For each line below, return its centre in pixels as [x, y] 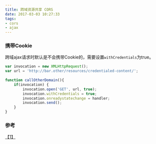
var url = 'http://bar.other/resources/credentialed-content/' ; [72, 71]
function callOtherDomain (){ [35, 80]
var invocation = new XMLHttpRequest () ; [47, 66]
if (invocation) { [31, 84]
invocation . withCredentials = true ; [60, 94]
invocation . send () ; [42, 103]
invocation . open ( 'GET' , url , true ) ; [60, 89]
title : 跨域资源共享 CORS [29, 10]
